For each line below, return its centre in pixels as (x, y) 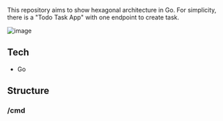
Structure (28, 91)
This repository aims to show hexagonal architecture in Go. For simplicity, (112, 10)
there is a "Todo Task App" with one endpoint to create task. (93, 17)
